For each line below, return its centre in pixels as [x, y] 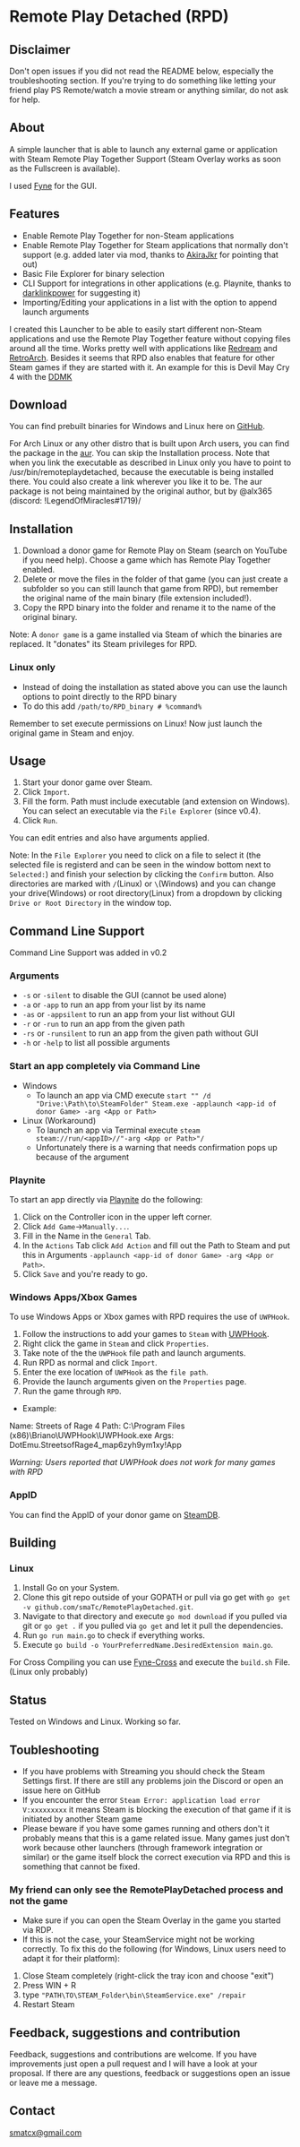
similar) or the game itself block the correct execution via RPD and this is [156, 1857]
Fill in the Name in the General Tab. [86, 1236]
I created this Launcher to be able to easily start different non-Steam [136, 329]
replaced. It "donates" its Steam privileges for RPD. [103, 644]
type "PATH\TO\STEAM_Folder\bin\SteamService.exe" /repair [134, 1995]
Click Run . [40, 821]
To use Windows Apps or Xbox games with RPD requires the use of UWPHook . [150, 1317]
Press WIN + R [49, 1986]
